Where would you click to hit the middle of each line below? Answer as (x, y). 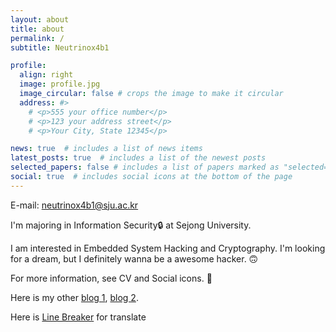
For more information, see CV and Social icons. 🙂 (111, 278)
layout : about (40, 19)
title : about (37, 29)
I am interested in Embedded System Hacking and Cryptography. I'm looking (168, 248)
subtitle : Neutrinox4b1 (60, 47)
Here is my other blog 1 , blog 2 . (74, 297)
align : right (46, 75)
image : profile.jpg (60, 84)
